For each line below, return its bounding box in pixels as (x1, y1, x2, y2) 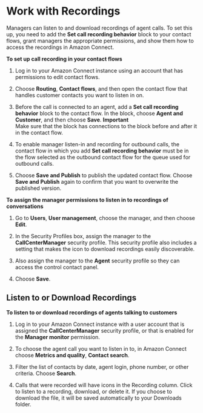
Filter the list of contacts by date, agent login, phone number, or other (15, 363, 189, 370)
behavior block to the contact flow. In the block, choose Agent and (15, 109, 184, 117)
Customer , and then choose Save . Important (15, 116, 129, 123)
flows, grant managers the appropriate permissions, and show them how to (6, 37, 194, 44)
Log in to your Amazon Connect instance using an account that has (15, 67, 184, 74)
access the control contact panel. (15, 263, 99, 270)
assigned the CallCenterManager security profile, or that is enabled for (15, 327, 194, 334)
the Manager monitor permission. (15, 333, 100, 340)
